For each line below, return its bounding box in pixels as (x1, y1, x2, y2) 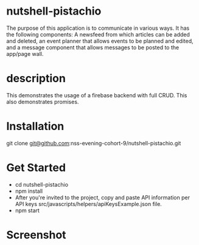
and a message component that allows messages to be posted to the (6, 44, 180, 51)
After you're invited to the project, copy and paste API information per (15, 193, 190, 201)
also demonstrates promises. (6, 98, 79, 105)
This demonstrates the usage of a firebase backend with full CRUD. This (6, 91, 187, 98)
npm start (15, 207, 40, 214)
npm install (15, 187, 43, 195)
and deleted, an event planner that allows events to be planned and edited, (6, 37, 194, 44)
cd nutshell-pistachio (15, 181, 69, 188)
